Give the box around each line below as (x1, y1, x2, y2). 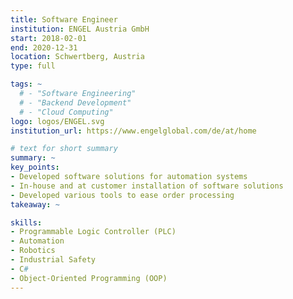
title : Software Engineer (10, 14, 118, 25)
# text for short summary (10, 144, 118, 154)
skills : (10, 217, 43, 228)
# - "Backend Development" (19, 97, 132, 108)
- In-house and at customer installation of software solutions (10, 181, 284, 191)
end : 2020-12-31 (10, 42, 78, 53)
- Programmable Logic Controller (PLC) (10, 227, 177, 237)
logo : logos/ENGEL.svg (10, 116, 105, 126)
